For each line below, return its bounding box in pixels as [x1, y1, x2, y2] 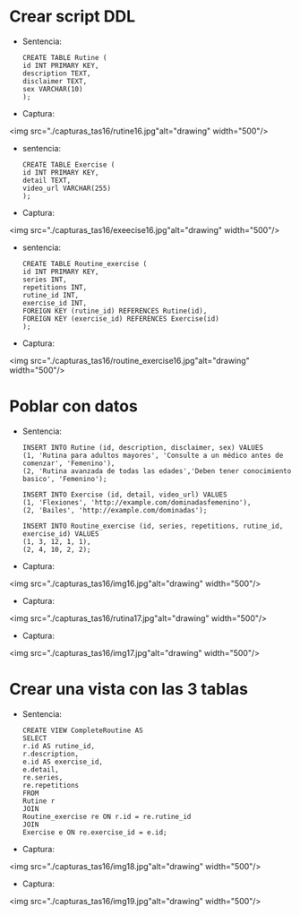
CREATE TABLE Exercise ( [21, 160, 116, 169]
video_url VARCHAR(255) [21, 184, 112, 193]
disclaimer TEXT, [21, 76, 88, 86]
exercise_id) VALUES [21, 529, 99, 539]
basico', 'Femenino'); [21, 474, 107, 483]
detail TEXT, [21, 176, 72, 185]
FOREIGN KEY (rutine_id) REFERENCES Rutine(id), [21, 306, 208, 315]
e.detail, [21, 764, 60, 774]
